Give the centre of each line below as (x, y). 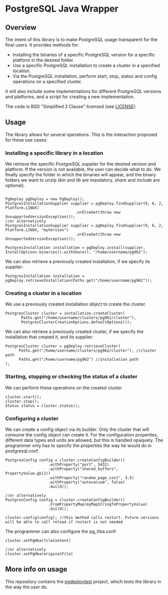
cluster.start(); (23, 397)
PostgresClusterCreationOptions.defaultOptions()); (76, 322)
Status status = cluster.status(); (43, 406)
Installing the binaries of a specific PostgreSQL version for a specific (84, 55)
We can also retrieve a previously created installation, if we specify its (78, 262)
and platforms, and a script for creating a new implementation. (70, 97)
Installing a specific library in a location (54, 153)
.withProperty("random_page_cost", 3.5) (91, 478)
